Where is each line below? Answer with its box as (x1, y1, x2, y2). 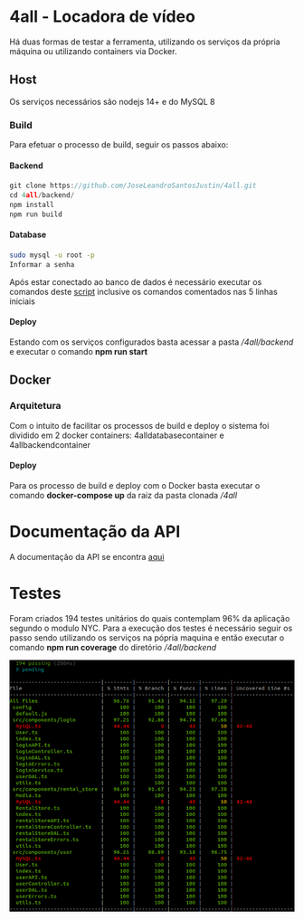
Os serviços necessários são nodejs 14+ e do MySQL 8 (9, 96, 215, 107)
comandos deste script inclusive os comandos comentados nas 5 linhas (9, 286, 278, 297)
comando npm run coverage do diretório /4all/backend (9, 641, 217, 652)
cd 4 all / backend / (9, 191, 75, 200)
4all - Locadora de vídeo (9, 6, 196, 27)
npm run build (9, 210, 63, 219)
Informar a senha (9, 260, 75, 269)
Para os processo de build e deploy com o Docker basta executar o (9, 479, 261, 490)
